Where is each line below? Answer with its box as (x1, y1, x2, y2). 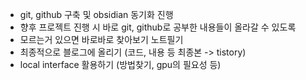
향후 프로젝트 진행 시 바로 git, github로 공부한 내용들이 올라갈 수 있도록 (19, 21, 297, 33)
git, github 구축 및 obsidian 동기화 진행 (19, 9, 174, 20)
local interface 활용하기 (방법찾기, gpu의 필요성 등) (19, 59, 222, 70)
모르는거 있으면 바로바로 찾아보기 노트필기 (19, 34, 184, 45)
